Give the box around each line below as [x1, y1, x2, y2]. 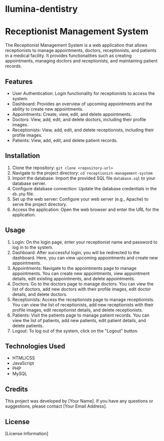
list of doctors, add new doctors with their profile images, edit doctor [12, 286, 151, 292]
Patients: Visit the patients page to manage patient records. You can [12, 312, 150, 318]
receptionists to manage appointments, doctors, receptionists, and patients [5, 48, 157, 54]
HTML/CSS [12, 355, 35, 361]
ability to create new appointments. [12, 106, 84, 112]
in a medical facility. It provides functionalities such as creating [5, 53, 132, 59]
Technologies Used [5, 342, 65, 350]
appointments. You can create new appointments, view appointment [12, 270, 150, 276]
